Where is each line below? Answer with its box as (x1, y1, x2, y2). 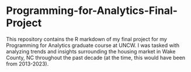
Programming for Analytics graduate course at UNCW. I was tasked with (6, 42, 180, 49)
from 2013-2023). (6, 60, 49, 67)
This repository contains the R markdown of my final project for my (6, 35, 168, 42)
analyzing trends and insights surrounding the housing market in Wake (6, 48, 176, 55)
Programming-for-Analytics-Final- (6, 4, 178, 17)
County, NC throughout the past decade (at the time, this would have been (6, 54, 186, 61)
